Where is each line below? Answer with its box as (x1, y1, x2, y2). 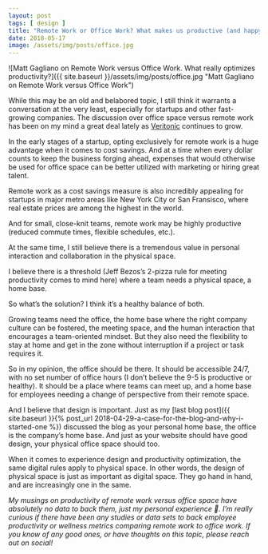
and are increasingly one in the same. (8, 480, 132, 490)
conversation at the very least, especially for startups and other (8, 105, 217, 114)
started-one (8, 422, 48, 432)
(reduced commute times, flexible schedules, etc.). (8, 227, 175, 237)
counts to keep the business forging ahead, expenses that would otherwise (8, 153, 255, 164)
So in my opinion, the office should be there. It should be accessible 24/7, (8, 365, 250, 374)
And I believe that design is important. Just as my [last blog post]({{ (8, 405, 231, 415)
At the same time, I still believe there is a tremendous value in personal (8, 243, 240, 253)
